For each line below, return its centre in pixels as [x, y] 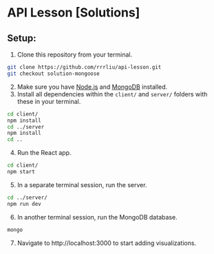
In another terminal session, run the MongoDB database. [97, 217]
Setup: [22, 38]
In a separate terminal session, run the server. [82, 184]
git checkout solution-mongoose [53, 74]
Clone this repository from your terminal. [75, 54]
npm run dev [24, 204]
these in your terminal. [49, 101]
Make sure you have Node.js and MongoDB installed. [92, 87]
